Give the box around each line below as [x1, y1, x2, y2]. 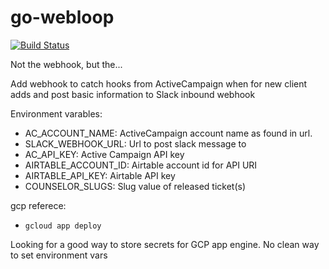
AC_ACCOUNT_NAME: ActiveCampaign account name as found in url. [24, 127, 313, 139]
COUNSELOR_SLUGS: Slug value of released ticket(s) [24, 180, 247, 192]
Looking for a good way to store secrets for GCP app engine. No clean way [10, 238, 320, 250]
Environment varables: [10, 107, 103, 120]
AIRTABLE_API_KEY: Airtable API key [24, 169, 176, 181]
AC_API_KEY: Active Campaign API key [24, 148, 185, 160]
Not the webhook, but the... [10, 58, 123, 70]
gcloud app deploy [24, 221, 102, 231]
